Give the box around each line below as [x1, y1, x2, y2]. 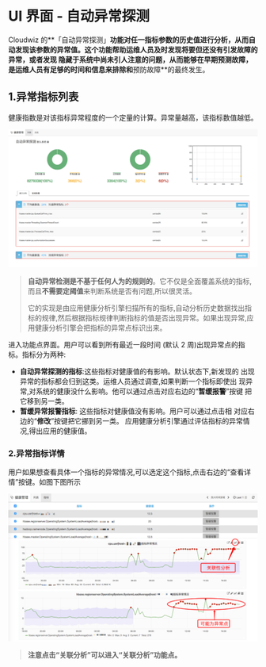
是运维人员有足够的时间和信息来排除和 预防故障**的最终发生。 [8, 64, 210, 74]
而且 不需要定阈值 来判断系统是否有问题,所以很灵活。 [27, 286, 196, 296]
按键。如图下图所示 [18, 477, 82, 487]
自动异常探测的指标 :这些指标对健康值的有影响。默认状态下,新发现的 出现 [19, 366, 255, 376]
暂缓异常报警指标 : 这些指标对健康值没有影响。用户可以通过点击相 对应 [19, 406, 248, 416]
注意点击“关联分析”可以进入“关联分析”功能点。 [27, 650, 182, 659]
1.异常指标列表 [8, 90, 79, 104]
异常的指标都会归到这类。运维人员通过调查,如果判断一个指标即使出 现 [19, 376, 246, 385]
